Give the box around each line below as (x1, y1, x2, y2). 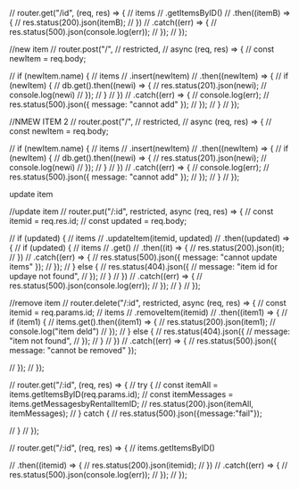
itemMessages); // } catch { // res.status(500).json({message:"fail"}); (9, 408, 262, 419)
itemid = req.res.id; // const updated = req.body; (9, 216, 187, 226)
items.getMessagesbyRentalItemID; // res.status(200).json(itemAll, (9, 399, 254, 409)
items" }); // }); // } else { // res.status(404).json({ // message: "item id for (9, 261, 278, 271)
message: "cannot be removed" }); (9, 345, 137, 355)
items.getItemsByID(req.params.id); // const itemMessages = (9, 389, 234, 400)
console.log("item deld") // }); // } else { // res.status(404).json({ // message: (9, 326, 290, 336)
